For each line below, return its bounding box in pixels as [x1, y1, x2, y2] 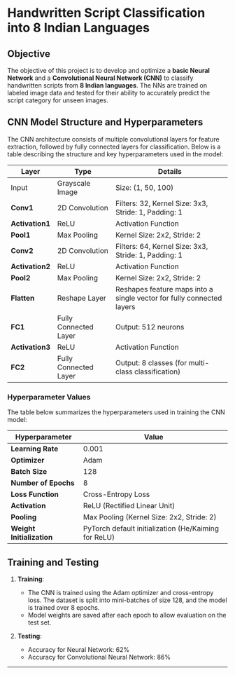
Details [157, 166, 182, 176]
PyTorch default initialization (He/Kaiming [83, 524, 219, 533]
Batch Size [10, 467, 48, 477]
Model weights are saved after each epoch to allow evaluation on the [27, 611, 227, 619]
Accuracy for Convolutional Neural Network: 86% [27, 653, 171, 661]
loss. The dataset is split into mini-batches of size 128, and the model [27, 596, 227, 604]
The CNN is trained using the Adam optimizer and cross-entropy [27, 588, 214, 596]
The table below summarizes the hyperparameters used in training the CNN [7, 408, 225, 416]
